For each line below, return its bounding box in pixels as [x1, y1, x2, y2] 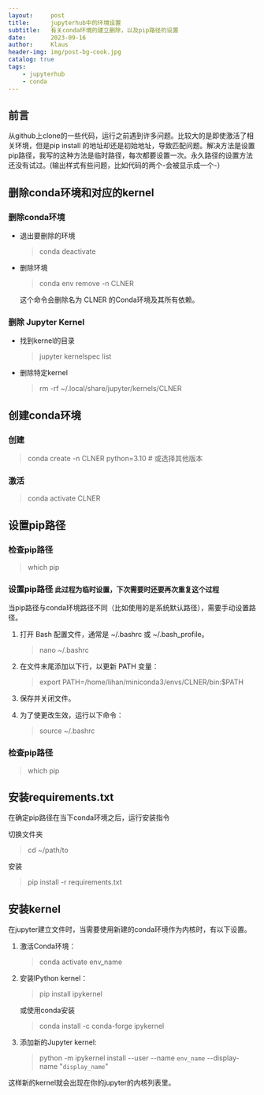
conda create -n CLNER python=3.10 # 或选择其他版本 [27, 453, 203, 463]
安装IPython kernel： [19, 974, 88, 983]
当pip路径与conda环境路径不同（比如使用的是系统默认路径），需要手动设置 [8, 603, 250, 613]
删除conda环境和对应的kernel [8, 186, 154, 199]
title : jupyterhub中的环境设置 [8, 19, 121, 27]
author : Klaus [8, 41, 69, 49]
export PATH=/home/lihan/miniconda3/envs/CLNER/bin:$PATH [39, 677, 244, 687]
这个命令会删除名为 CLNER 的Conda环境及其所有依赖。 [19, 295, 199, 304]
